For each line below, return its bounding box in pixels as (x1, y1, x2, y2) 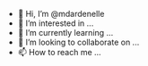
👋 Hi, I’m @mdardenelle (17, 9, 105, 19)
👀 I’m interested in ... (17, 18, 94, 29)
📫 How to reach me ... (17, 47, 101, 57)
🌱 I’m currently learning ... (17, 28, 114, 37)
